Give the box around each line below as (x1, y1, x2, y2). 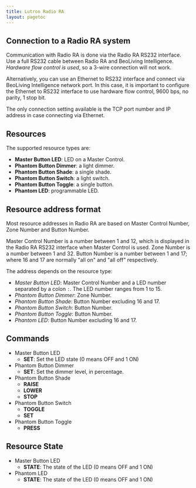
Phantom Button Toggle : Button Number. (14, 310, 113, 317)
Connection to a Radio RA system (6, 36, 131, 46)
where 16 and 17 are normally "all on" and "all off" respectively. (6, 256, 158, 263)
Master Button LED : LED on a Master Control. (14, 156, 125, 163)
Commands (6, 334, 50, 344)
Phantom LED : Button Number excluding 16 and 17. (14, 316, 137, 324)
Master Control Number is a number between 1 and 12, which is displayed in (6, 237, 190, 244)
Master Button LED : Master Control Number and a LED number (14, 279, 167, 286)
